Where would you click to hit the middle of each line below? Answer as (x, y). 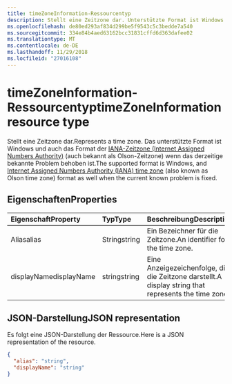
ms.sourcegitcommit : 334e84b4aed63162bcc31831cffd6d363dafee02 (100, 33)
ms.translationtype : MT (41, 39)
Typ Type (117, 219)
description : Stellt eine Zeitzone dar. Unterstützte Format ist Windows (116, 20)
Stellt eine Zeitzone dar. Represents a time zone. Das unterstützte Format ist (115, 141)
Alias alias (26, 239)
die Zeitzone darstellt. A (184, 276)
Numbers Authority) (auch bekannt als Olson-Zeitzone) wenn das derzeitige (115, 155)
